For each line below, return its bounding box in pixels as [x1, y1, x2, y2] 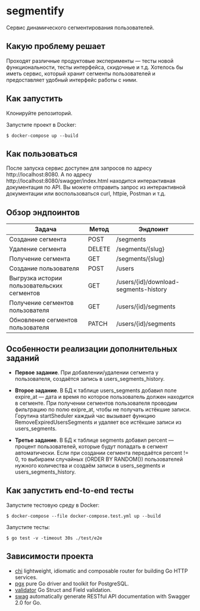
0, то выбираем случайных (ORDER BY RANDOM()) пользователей [14, 456, 183, 463]
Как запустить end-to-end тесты [6, 485, 134, 496]
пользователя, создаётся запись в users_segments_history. [14, 375, 165, 382]
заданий [6, 353, 40, 363]
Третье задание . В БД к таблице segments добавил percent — [14, 436, 174, 444]
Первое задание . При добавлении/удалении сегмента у [14, 369, 159, 376]
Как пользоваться [6, 148, 78, 159]
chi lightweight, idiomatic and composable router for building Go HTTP [14, 567, 188, 575]
